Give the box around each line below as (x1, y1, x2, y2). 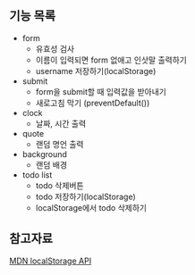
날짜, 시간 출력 (35, 118, 87, 129)
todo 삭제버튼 (35, 179, 84, 190)
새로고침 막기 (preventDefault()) (35, 97, 150, 108)
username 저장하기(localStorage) (35, 65, 157, 76)
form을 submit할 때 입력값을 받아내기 (35, 86, 167, 96)
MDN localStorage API (9, 255, 92, 266)
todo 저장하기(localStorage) (35, 191, 136, 202)
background (21, 148, 67, 159)
